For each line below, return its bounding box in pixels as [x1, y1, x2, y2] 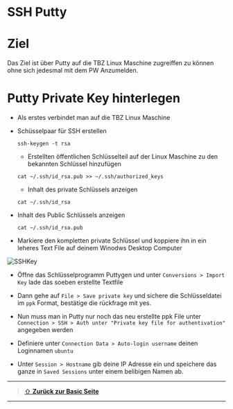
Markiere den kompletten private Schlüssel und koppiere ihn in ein [17, 236, 207, 245]
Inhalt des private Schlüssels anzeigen [27, 185, 138, 194]
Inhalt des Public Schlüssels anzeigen [17, 211, 126, 219]
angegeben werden [17, 326, 74, 334]
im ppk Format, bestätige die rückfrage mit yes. [17, 299, 152, 307]
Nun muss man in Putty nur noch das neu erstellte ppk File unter [17, 313, 201, 321]
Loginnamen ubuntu [17, 347, 74, 355]
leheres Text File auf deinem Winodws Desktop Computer [17, 244, 182, 252]
